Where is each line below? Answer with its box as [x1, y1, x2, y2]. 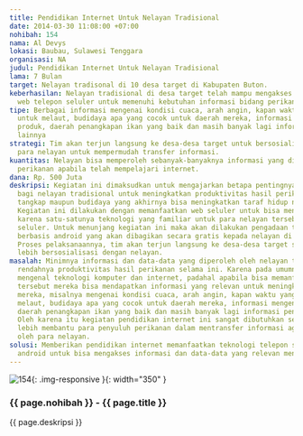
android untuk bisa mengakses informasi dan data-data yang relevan [17, 348, 280, 357]
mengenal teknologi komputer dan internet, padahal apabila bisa [17, 274, 269, 283]
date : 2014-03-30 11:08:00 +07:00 [9, 22, 140, 31]
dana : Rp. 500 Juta [9, 172, 83, 181]
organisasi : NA [9, 55, 67, 64]
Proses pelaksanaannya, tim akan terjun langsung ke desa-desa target [17, 240, 289, 249]
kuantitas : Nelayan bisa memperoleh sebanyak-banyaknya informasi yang [9, 155, 284, 165]
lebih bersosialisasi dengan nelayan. [17, 248, 164, 257]
